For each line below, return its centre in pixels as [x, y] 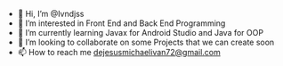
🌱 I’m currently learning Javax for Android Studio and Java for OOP [141, 33]
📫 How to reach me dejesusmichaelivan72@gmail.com [119, 52]
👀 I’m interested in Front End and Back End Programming [121, 23]
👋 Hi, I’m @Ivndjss [51, 14]
